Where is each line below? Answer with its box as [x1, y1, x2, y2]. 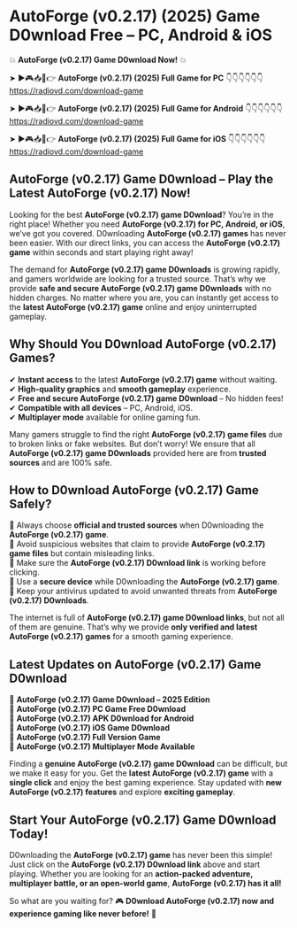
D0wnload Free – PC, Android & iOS [9, 25, 272, 45]
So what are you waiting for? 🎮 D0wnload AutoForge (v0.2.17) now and [9, 896, 275, 906]
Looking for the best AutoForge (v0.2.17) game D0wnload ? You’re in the [9, 209, 274, 220]
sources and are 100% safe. [9, 457, 112, 468]
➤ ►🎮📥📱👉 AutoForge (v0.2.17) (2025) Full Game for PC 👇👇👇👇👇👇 [9, 73, 263, 83]
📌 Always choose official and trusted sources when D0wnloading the [9, 520, 264, 530]
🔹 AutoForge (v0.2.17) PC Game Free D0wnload [9, 704, 187, 715]
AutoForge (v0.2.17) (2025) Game [9, 6, 261, 27]
